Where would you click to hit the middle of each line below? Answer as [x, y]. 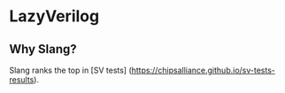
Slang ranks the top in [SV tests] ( [71, 70]
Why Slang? [43, 49]
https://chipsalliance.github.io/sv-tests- [204, 70]
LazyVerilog [54, 16]
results [22, 80]
